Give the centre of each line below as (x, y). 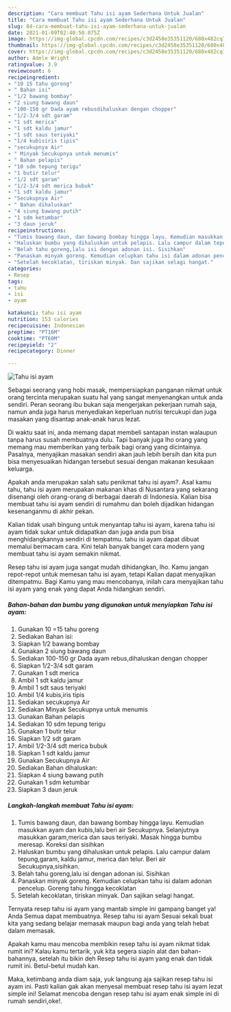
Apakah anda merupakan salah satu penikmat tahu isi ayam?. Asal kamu (110, 482)
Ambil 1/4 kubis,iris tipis (51, 695)
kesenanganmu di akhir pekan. (51, 511)
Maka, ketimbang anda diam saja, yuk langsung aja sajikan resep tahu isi (110, 979)
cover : (17, 52)
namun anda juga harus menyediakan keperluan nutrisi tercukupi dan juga (112, 412)
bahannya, (23, 958)
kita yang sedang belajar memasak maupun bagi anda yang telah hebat (109, 923)
